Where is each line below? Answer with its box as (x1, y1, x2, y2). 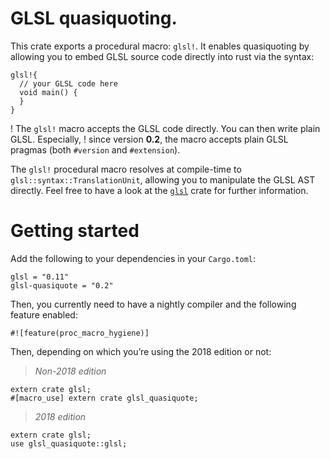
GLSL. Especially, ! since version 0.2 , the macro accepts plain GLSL (10, 133, 289, 145)
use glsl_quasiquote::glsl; (10, 438, 128, 449)
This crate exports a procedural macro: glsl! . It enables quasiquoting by (10, 40, 310, 52)
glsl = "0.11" (10, 272, 70, 282)
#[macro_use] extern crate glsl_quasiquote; (10, 393, 199, 403)
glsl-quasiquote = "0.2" (10, 280, 114, 291)
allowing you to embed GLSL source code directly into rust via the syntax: (10, 50, 315, 62)
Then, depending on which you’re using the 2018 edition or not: (10, 345, 272, 357)
